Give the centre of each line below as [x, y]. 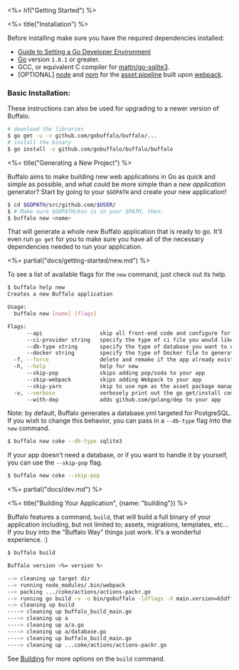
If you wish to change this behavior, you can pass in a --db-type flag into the [119, 421]
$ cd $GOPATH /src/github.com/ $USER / [62, 205]
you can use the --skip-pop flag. [55, 462]
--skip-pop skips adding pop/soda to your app [115, 373]
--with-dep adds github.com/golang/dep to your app [123, 400]
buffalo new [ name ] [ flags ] [55, 314]
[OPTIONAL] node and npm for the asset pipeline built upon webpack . [120, 75]
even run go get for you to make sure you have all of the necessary [106, 239]
